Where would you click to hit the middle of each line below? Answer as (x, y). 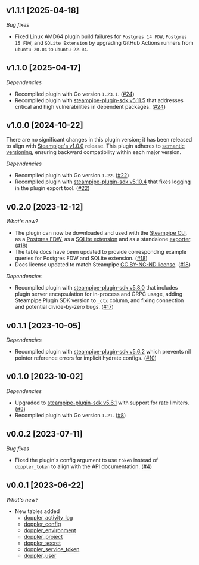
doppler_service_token (52, 549)
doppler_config (42, 524)
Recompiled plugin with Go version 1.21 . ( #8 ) (70, 415)
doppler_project (43, 536)
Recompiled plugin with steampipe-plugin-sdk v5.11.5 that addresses (99, 100)
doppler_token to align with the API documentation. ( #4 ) (83, 466)
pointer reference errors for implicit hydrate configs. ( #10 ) (85, 358)
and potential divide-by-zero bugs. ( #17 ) (64, 307)
